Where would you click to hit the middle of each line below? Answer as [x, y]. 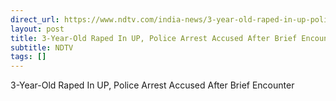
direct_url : [35, 19]
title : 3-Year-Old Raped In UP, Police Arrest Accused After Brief [154, 38]
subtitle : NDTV [42, 47]
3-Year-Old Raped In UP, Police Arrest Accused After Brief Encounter [152, 85]
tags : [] [28, 57]
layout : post [37, 29]
